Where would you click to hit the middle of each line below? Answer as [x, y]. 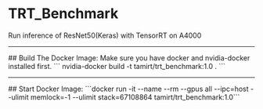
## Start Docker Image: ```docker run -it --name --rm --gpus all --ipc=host [128, 89]
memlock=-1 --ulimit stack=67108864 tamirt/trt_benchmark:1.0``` [135, 97]
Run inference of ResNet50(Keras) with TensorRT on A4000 [105, 35]
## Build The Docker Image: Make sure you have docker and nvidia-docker [129, 58]
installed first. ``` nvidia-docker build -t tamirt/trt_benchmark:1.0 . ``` [117, 66]
